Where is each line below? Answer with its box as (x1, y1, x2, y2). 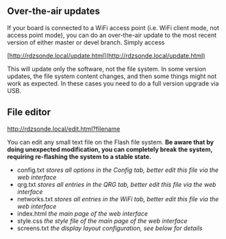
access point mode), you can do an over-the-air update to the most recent (7, 31, 217, 39)
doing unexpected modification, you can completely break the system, (7, 145, 213, 153)
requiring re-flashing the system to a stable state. (7, 152, 152, 160)
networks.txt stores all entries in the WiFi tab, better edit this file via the (16, 194, 219, 203)
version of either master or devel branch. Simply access (7, 38, 165, 47)
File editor (7, 106, 51, 118)
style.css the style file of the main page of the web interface (16, 216, 188, 225)
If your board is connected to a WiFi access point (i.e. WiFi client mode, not (7, 23, 219, 32)
